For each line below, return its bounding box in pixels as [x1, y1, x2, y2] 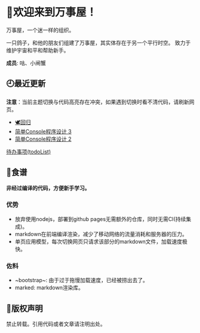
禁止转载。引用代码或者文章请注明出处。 [6, 320, 106, 327]
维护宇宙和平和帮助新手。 [6, 46, 69, 54]
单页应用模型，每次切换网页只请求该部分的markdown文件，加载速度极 [14, 238, 188, 245]
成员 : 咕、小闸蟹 [6, 59, 46, 66]
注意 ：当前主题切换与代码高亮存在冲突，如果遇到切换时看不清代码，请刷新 [6, 98, 189, 105]
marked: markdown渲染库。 [14, 284, 84, 291]
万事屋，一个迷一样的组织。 [6, 26, 75, 34]
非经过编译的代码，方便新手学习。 [6, 184, 90, 192]
